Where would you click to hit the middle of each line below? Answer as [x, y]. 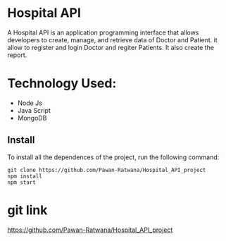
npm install [25, 176]
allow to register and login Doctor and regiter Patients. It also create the [111, 47]
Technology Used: [62, 84]
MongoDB [32, 118]
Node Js [30, 103]
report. [17, 55]
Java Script [34, 110]
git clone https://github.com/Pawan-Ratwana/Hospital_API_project [107, 170]
